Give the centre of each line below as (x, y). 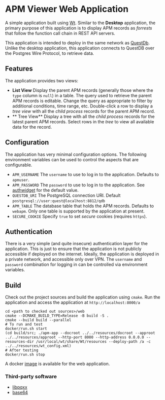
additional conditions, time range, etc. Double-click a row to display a (82, 106)
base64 (20, 393)
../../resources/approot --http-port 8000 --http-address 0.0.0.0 (75, 337)
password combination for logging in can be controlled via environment (76, 264)
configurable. (19, 165)
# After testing (22, 350)
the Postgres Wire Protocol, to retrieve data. (50, 53)
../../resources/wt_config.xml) (38, 346)
